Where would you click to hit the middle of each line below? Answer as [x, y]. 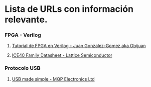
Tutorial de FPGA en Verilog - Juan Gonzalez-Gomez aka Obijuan [79, 46]
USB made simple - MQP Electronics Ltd [53, 79]
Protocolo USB [23, 68]
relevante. [26, 20]
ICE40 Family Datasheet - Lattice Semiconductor [62, 55]
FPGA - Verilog [23, 35]
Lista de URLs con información [69, 9]
